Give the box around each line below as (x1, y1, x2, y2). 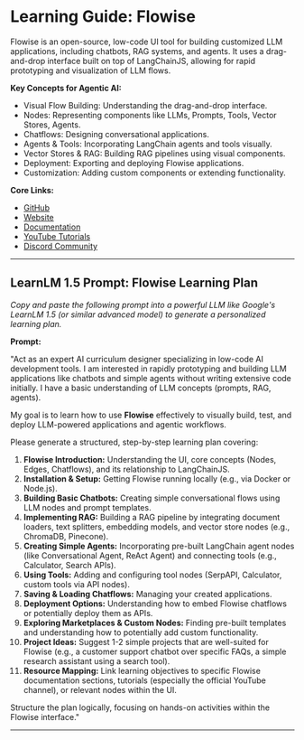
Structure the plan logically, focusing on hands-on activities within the (10, 702, 270, 713)
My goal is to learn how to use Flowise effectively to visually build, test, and (10, 409, 292, 420)
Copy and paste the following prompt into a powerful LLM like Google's (10, 299, 276, 310)
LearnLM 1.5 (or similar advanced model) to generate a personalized (10, 309, 266, 320)
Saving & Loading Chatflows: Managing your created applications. (23, 588, 272, 599)
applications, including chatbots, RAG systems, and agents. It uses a (10, 45, 264, 56)
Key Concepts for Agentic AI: (10, 82, 123, 93)
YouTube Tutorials (23, 230, 91, 241)
